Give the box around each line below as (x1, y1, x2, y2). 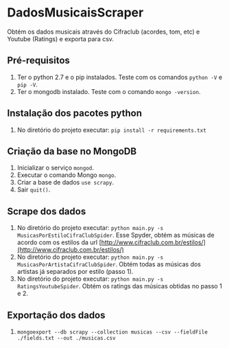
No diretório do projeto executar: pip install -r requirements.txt (16, 126, 207, 134)
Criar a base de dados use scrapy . (16, 178, 114, 187)
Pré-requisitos (7, 55, 71, 67)
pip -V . (16, 80, 38, 89)
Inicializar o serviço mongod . (16, 163, 95, 172)
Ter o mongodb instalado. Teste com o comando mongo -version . (16, 87, 201, 95)
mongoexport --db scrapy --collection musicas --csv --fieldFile (16, 329, 208, 336)
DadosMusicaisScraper (7, 5, 144, 21)
